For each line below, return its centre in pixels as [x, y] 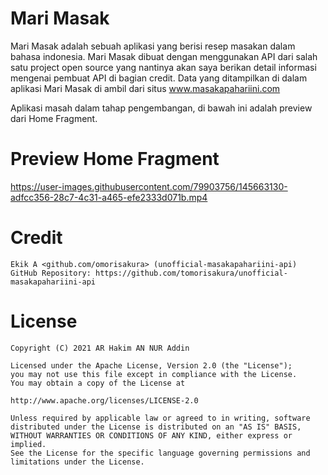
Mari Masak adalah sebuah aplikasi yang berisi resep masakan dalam [153, 46]
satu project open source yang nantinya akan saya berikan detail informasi [163, 67]
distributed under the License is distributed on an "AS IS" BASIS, [156, 427]
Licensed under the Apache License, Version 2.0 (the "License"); [151, 365]
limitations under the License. [77, 462]
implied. [28, 444]
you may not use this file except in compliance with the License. [154, 374]
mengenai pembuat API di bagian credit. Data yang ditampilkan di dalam [159, 78]
